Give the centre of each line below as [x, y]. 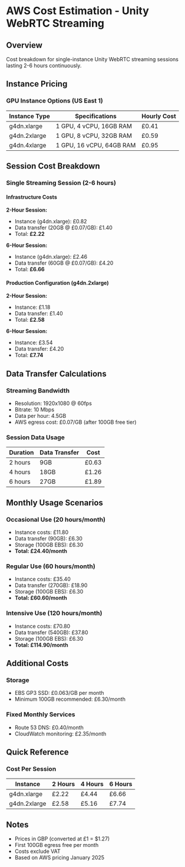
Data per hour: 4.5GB [40, 416]
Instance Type [29, 116]
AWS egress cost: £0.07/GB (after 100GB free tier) [75, 422]
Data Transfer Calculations [57, 373]
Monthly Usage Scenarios [54, 502]
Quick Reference [37, 752]
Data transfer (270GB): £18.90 [51, 585]
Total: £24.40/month [41, 551]
